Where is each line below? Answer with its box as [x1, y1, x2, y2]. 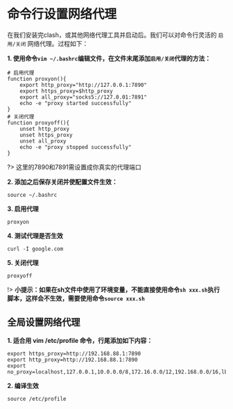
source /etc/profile [7, 395, 67, 402]
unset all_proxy [19, 137, 67, 145]
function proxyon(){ [7, 75, 67, 82]
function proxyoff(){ [7, 119, 70, 126]
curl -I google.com [7, 245, 64, 252]
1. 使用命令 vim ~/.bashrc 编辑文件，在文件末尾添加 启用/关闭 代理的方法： [7, 54, 212, 63]
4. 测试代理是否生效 [7, 231, 64, 240]
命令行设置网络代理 [7, 6, 117, 22]
